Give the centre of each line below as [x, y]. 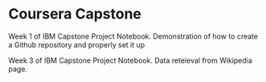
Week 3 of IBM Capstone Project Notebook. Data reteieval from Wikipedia [131, 60]
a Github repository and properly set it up [77, 44]
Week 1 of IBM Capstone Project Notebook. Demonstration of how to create [133, 36]
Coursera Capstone [75, 14]
